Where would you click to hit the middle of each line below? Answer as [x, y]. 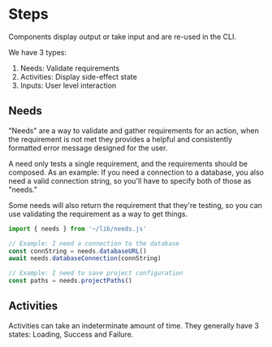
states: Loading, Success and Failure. [71, 334]
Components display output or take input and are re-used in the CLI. [123, 37]
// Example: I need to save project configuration [96, 273]
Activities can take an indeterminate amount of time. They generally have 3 [134, 325]
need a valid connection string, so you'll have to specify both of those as [130, 180]
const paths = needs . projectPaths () [70, 281]
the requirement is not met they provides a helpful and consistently [121, 139]
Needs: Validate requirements [70, 68]
